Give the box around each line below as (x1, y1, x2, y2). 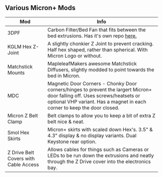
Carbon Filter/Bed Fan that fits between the (48, 26, 146, 33)
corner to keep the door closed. (48, 104, 120, 111)
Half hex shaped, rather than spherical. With (48, 46, 148, 53)
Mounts (7, 69, 25, 76)
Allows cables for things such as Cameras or (48, 146, 149, 153)
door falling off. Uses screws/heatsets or (48, 92, 140, 99)
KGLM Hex (7, 43, 32, 50)
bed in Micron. (48, 72, 81, 79)
